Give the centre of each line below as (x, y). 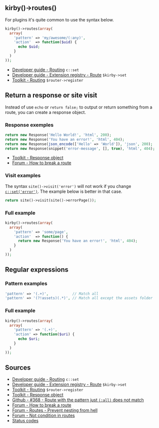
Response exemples (29, 125)
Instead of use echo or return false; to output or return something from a (79, 107)
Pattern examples (26, 283)
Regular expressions (37, 270)
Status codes (25, 421)
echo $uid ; (29, 47)
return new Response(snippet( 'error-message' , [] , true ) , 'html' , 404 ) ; (80, 149)
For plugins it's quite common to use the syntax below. (59, 19)
